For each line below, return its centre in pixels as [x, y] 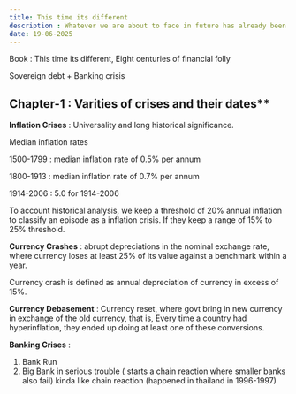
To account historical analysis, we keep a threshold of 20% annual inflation [146, 211]
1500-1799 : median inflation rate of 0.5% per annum [105, 159]
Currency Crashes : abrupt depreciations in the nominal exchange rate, [139, 246]
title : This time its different [68, 17]
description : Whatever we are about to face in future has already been [148, 26]
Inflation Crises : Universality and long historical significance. [121, 125]
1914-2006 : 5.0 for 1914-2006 [64, 193]
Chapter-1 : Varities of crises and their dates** [140, 104]
